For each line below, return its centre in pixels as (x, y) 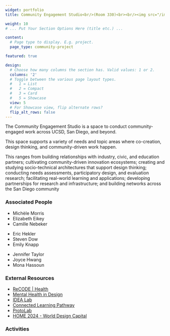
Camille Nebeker (30, 224)
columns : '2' (24, 75)
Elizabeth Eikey (28, 218)
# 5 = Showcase (28, 98)
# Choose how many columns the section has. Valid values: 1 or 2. (82, 70)
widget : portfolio (25, 10)
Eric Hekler (24, 233)
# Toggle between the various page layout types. (63, 79)
